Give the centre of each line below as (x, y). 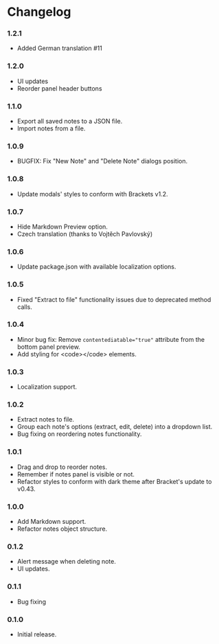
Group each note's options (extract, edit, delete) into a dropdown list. (115, 427)
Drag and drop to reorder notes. (62, 467)
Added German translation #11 (60, 48)
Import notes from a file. (51, 128)
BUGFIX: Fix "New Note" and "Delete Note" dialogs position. (102, 161)
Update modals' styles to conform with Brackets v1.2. (92, 194)
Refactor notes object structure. (62, 529)
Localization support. (47, 387)
